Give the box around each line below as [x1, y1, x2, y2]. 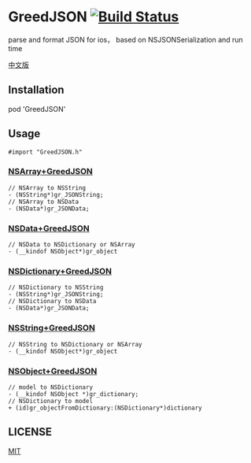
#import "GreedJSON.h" [8, 148, 83, 156]
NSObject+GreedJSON [8, 365, 98, 376]
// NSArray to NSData [8, 198, 79, 206]
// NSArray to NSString [8, 183, 87, 192]
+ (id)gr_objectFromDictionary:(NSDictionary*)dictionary [8, 404, 202, 413]
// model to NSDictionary [8, 383, 93, 391]
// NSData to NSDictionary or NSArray [8, 241, 135, 249]
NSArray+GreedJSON [8, 166, 93, 177]
